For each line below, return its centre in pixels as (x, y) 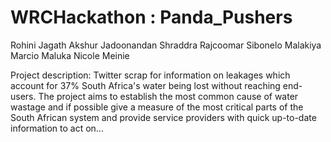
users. (23, 96)
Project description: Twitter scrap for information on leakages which (150, 75)
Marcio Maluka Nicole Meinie (70, 55)
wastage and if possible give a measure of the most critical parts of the (157, 107)
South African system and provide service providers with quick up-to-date (163, 117)
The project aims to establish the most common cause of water (168, 96)
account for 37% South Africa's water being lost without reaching (145, 85)
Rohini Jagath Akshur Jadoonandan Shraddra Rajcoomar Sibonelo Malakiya (166, 45)
